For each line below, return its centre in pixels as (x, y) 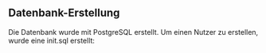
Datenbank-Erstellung (64, 13)
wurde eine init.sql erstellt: (52, 40)
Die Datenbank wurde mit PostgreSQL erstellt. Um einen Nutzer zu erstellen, (133, 32)
